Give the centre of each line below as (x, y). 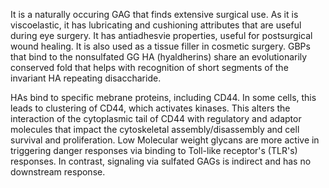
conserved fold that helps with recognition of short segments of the (149, 67)
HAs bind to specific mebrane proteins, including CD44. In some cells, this (163, 97)
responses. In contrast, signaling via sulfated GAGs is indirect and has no (161, 161)
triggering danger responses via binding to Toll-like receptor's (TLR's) (154, 150)
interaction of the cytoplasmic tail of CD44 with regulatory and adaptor (156, 118)
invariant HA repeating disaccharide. (86, 78)
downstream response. (58, 172)
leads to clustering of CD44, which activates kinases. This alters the (150, 108)
